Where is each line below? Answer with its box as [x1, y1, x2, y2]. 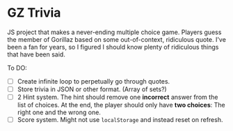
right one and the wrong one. [17, 108, 101, 116]
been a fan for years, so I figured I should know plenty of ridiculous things [7, 43, 219, 51]
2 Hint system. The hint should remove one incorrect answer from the [17, 93, 218, 102]
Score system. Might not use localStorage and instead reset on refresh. [17, 116, 223, 124]
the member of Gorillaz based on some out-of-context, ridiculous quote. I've [7, 35, 226, 43]
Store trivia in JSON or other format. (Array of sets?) [17, 85, 167, 93]
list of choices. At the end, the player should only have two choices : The [17, 101, 225, 109]
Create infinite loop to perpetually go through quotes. [17, 77, 170, 85]
